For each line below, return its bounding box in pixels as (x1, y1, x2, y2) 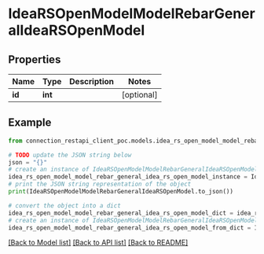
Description (69, 76, 114, 87)
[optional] (121, 90, 158, 100)
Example (8, 116, 52, 130)
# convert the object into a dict (8, 201, 122, 209)
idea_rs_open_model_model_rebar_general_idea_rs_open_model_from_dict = (8, 223, 251, 232)
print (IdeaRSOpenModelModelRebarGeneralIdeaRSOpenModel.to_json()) (8, 188, 234, 196)
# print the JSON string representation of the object (8, 180, 192, 189)
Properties (8, 53, 61, 66)
